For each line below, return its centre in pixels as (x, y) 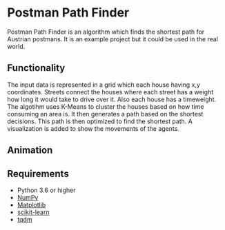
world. (16, 46)
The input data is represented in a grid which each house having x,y (104, 85)
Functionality (36, 68)
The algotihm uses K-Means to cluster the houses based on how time (106, 106)
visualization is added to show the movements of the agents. (93, 128)
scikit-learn (33, 212)
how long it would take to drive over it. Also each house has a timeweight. (112, 99)
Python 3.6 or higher (46, 190)
